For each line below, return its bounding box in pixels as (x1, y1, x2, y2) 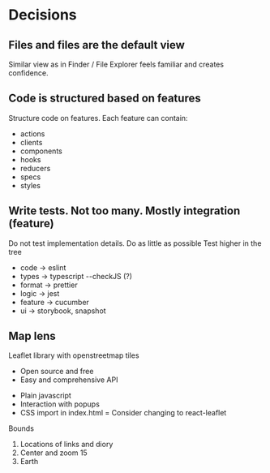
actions (19, 128, 45, 139)
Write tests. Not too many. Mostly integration (8, 204, 241, 218)
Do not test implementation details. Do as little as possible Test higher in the (8, 238, 262, 248)
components (19, 146, 62, 156)
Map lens (8, 329, 57, 343)
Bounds (8, 424, 35, 433)
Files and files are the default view (8, 38, 185, 52)
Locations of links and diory (19, 440, 114, 449)
